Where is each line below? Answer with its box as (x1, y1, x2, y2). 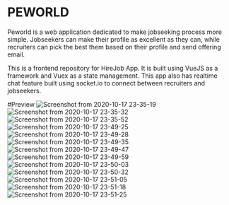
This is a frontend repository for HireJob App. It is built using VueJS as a (7, 64, 218, 72)
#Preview (7, 100, 35, 108)
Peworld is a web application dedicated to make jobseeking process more (7, 28, 223, 36)
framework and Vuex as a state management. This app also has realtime (7, 71, 218, 80)
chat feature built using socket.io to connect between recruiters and (7, 78, 206, 87)
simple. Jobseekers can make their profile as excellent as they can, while (7, 35, 221, 43)
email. (7, 50, 25, 59)
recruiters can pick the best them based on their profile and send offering (7, 42, 221, 51)
